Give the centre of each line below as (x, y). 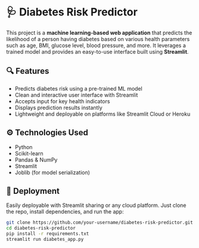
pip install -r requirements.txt (48, 234)
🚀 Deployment (33, 191)
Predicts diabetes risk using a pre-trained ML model (79, 88)
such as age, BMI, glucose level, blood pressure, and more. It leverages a (96, 45)
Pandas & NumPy (36, 160)
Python (24, 147)
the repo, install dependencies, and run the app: (65, 212)
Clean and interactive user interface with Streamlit (76, 95)
